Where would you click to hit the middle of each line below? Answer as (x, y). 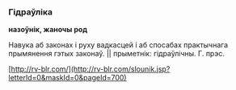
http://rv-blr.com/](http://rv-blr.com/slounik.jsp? (91, 69)
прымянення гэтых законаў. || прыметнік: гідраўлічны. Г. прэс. (116, 54)
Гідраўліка (30, 12)
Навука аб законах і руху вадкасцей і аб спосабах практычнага (118, 45)
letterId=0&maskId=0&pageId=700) (67, 78)
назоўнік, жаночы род (48, 30)
